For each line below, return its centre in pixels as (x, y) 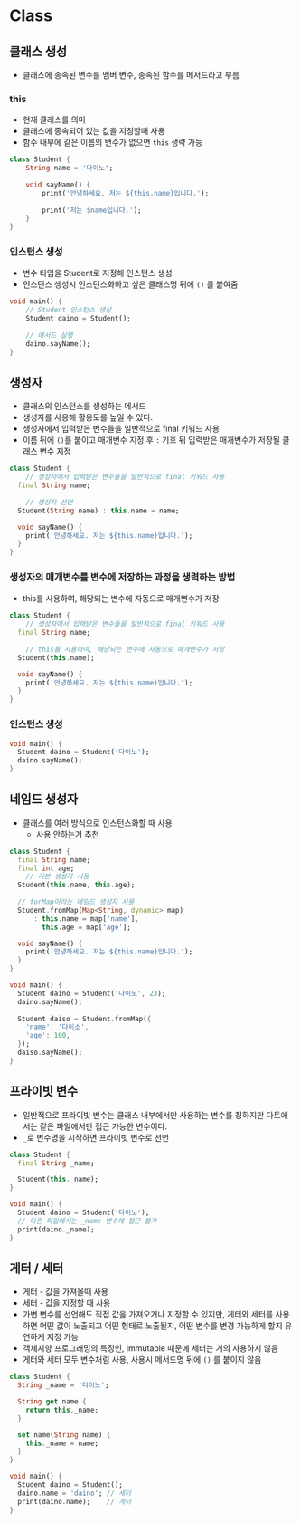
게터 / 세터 (37, 1268)
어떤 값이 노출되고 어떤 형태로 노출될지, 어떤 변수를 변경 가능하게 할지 (161, 1326)
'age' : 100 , (48, 1036)
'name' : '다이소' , (57, 1027)
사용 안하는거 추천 (67, 834)
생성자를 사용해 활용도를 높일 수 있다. (88, 417)
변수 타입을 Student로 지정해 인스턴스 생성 (98, 273)
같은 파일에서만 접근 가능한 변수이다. (103, 1126)
